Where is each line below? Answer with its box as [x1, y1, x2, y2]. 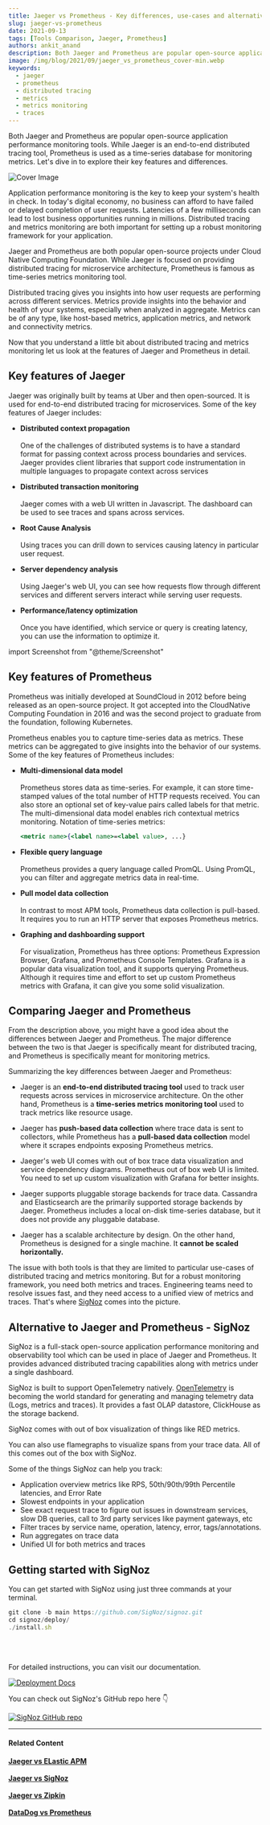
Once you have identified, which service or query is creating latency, [19, 622, 247, 632]
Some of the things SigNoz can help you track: [8, 1464, 163, 1474]
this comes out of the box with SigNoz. [8, 1448, 137, 1458]
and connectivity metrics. [8, 322, 92, 331]
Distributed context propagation [19, 423, 130, 433]
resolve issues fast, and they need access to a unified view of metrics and [8, 1289, 254, 1299]
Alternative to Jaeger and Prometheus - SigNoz [8, 1320, 251, 1334]
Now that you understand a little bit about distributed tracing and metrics [8, 337, 249, 347]
